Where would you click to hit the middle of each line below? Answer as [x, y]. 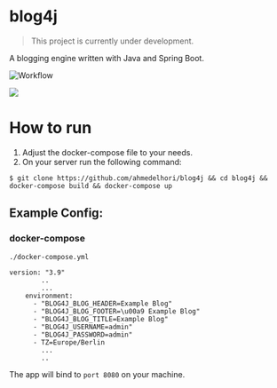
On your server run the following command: [102, 162]
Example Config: [56, 214]
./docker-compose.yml [49, 257]
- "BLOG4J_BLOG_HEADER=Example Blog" [103, 304]
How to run [51, 128]
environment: [49, 296]
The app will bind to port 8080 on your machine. [97, 374]
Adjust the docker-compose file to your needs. [107, 152]
